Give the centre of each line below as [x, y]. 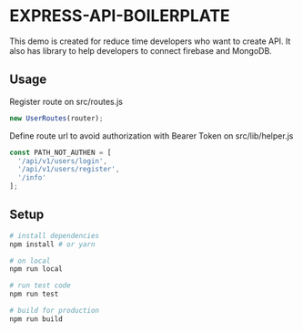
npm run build [36, 319]
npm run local [36, 269]
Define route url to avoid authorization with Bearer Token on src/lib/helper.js [151, 135]
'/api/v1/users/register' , [69, 170]
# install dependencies [55, 235]
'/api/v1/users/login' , [62, 161]
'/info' [32, 178]
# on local [30, 261]
